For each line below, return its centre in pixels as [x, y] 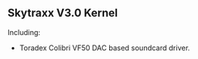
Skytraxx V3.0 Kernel [63, 13]
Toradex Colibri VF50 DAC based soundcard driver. [105, 48]
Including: [24, 32]
